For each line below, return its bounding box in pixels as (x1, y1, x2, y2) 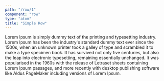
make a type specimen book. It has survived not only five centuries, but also (5, 50, 159, 56)
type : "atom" (5, 16, 32, 21)
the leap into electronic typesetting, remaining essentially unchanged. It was (5, 55, 159, 61)
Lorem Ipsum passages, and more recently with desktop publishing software (5, 65, 160, 71)
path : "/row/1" (5, 7, 36, 12)
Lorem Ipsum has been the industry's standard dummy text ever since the (5, 40, 154, 45)
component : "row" (5, 12, 41, 17)
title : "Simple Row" (5, 20, 47, 26)
